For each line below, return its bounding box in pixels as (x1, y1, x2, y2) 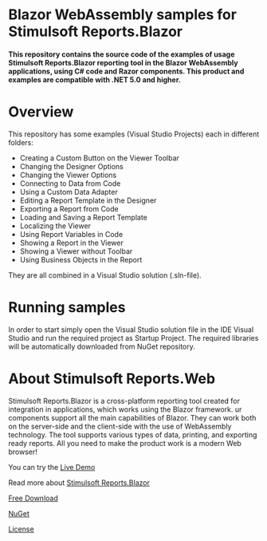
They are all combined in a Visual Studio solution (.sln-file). (8, 270, 202, 280)
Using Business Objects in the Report (19, 255, 143, 264)
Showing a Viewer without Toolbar (19, 246, 133, 256)
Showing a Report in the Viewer (19, 238, 124, 247)
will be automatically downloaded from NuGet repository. (8, 342, 195, 351)
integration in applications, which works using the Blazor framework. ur (8, 405, 242, 414)
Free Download (8, 493, 58, 503)
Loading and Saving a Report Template (19, 212, 147, 222)
